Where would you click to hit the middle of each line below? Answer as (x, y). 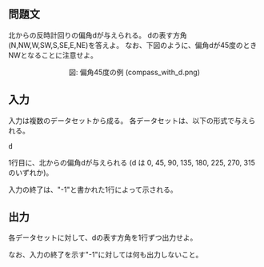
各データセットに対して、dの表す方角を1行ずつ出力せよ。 (103, 237)
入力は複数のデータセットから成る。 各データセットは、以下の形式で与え (128, 120)
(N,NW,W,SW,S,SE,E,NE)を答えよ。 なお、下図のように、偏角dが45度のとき (133, 45)
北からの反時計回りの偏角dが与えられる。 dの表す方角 (98, 35)
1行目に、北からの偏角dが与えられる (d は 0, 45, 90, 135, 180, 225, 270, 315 (132, 162)
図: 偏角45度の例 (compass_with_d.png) (134, 72)
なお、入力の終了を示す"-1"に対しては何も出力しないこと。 (106, 255)
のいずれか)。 (31, 172)
